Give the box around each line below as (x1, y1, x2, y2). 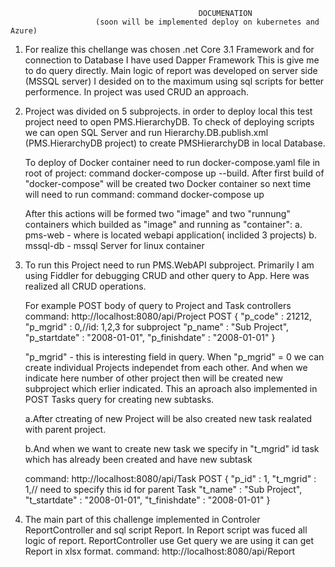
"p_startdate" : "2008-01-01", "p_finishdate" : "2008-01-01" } (24, 332, 276, 343)
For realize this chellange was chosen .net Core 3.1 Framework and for (24, 44, 315, 55)
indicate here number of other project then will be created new (24, 372, 283, 384)
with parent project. (24, 424, 107, 435)
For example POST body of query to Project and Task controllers (24, 300, 292, 311)
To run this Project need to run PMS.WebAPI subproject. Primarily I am (24, 259, 315, 271)
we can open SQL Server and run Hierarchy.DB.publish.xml (24, 127, 269, 138)
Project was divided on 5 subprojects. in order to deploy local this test (24, 105, 313, 117)
